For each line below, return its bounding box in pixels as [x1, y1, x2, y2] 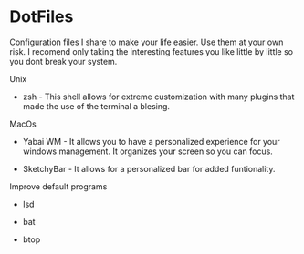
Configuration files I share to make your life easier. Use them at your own [9, 36, 284, 47]
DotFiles [9, 6, 74, 27]
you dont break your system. [9, 56, 118, 66]
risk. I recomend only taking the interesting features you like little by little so [9, 46, 294, 56]
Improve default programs [9, 180, 108, 192]
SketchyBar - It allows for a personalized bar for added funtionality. [22, 163, 276, 174]
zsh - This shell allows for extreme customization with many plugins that [22, 91, 295, 102]
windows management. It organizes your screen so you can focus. [22, 146, 274, 157]
